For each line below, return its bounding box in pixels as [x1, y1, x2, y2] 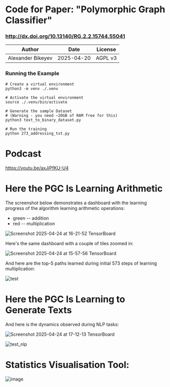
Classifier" [5, 14, 53, 26]
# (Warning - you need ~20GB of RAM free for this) [5, 113, 118, 118]
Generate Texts [5, 304, 72, 316]
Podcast [5, 147, 41, 159]
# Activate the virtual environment [5, 95, 83, 100]
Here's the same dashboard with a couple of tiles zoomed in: [5, 240, 134, 246]
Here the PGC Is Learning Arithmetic [5, 183, 163, 194]
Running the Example [5, 70, 60, 77]
